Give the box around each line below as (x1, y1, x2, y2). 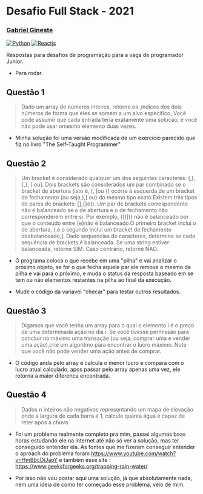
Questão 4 (6, 390, 47, 400)
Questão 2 (6, 158, 47, 169)
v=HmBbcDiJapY (15, 456, 58, 463)
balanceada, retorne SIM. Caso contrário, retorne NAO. (21, 245, 159, 253)
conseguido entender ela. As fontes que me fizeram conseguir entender (15, 443, 196, 450)
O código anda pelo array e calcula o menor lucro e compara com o (15, 359, 184, 366)
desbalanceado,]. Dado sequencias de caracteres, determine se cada (21, 232, 196, 240)
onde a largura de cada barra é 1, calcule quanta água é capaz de (21, 412, 185, 419)
